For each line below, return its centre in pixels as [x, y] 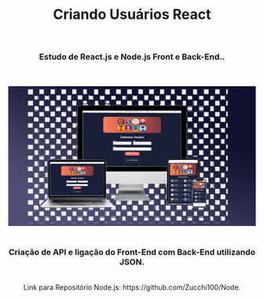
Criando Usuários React [132, 15]
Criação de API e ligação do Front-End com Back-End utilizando [132, 252]
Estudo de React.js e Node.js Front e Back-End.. [132, 57]
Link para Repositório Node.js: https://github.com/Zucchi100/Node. [132, 287]
